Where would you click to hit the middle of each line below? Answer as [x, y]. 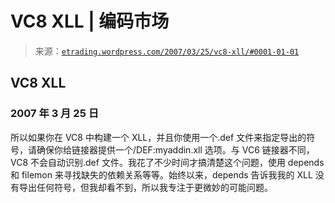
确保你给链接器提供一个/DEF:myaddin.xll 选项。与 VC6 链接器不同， [175, 149]
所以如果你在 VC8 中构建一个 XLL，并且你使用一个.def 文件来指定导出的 [158, 137]
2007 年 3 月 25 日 [55, 114]
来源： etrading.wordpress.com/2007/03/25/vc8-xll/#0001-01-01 [167, 51]
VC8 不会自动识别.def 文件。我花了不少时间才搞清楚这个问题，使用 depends [167, 162]
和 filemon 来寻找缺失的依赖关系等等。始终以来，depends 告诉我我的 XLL [161, 174]
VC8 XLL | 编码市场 [90, 21]
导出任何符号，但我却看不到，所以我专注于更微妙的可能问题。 [145, 187]
